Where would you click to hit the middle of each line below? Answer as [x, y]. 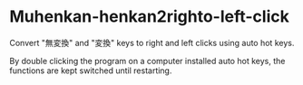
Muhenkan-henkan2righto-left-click [150, 17]
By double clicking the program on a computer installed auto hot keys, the [147, 61]
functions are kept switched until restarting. [91, 71]
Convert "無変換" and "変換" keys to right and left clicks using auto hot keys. [152, 42]
